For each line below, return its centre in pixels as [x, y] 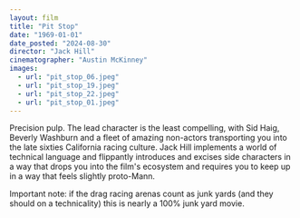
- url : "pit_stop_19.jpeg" [68, 85]
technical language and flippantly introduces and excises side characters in [150, 157]
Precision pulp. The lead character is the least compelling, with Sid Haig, [145, 128]
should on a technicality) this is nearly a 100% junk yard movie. [127, 203]
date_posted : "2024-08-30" [60, 43]
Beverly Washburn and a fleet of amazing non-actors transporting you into [148, 138]
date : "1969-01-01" [46, 35]
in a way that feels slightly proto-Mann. [82, 176]
